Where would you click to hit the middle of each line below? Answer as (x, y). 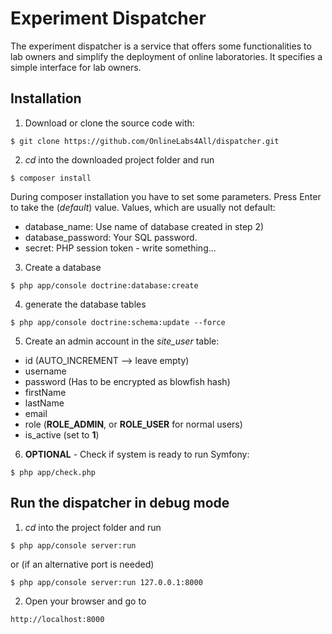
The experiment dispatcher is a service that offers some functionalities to (161, 46)
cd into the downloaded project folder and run (119, 159)
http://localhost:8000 (57, 619)
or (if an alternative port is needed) (82, 564)
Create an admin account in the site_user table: (122, 341)
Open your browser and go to (85, 601)
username (45, 371)
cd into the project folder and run (93, 527)
